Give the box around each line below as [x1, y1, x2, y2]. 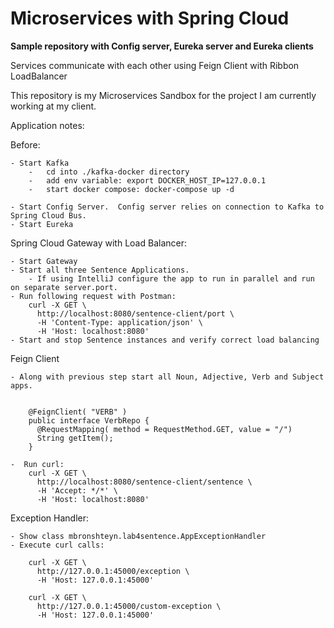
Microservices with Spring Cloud [10, 7, 290, 30]
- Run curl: [10, 459, 65, 469]
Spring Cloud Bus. [10, 210, 87, 221]
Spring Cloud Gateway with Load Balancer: [10, 237, 187, 249]
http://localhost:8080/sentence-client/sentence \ [36, 477, 253, 487]
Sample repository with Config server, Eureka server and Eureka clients [10, 40, 314, 52]
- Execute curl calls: [10, 540, 105, 550]
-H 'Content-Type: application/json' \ [36, 317, 203, 327]
